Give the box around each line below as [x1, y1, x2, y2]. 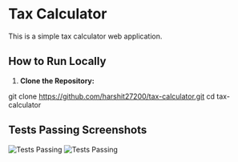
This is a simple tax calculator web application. [8, 31, 163, 41]
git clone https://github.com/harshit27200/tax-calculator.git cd [8, 91, 215, 101]
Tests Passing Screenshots [8, 124, 147, 137]
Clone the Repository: [19, 75, 95, 85]
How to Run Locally [8, 55, 107, 68]
